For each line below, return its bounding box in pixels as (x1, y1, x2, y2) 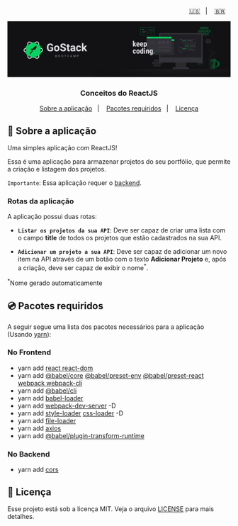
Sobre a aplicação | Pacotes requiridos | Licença (39, 104, 199, 113)
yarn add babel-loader (17, 393, 84, 402)
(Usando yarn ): (7, 330, 52, 338)
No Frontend (7, 347, 52, 357)
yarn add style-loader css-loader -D (17, 408, 124, 418)
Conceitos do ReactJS (80, 88, 158, 98)
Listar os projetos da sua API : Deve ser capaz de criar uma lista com (17, 226, 226, 235)
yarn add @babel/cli (17, 386, 77, 395)
